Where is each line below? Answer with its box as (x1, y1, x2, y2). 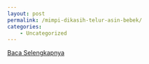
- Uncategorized (20, 29, 68, 37)
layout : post (7, 10, 45, 17)
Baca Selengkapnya (7, 49, 65, 57)
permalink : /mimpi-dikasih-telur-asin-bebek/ (7, 17, 142, 24)
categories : (7, 23, 42, 30)
